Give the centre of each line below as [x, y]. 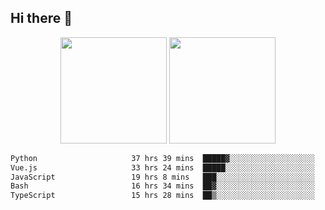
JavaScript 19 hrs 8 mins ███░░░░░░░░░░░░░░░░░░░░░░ [162, 177]
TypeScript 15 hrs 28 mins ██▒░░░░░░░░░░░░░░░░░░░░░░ [162, 196]
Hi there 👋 [41, 18]
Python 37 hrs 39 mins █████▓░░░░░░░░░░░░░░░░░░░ [162, 158]
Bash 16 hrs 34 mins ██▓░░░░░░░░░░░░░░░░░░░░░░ [162, 186]
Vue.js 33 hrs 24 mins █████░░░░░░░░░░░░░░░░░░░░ [162, 167]
